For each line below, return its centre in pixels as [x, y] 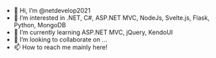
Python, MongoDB [40, 25]
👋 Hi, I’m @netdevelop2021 [52, 11]
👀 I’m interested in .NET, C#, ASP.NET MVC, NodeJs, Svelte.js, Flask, [111, 18]
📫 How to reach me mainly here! [61, 47]
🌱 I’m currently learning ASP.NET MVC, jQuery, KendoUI [93, 32]
